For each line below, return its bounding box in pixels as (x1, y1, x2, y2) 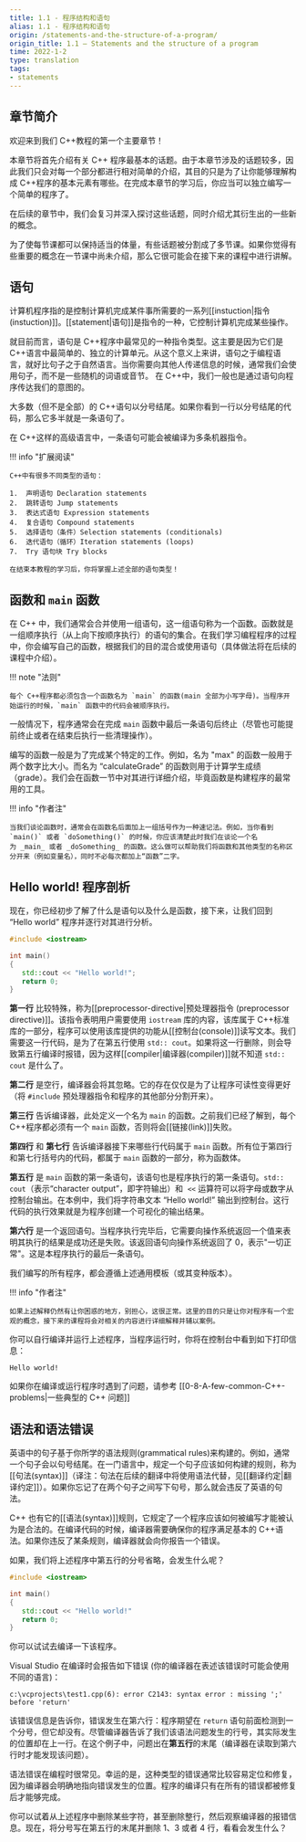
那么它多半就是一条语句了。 (25, 413, 129, 424)
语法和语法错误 (9, 1421, 94, 1437)
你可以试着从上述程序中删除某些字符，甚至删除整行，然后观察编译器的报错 (9, 1811, 289, 1822)
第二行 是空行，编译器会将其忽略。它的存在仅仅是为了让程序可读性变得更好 (9, 1079, 291, 1090)
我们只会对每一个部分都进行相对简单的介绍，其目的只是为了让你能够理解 (16, 165, 289, 176)
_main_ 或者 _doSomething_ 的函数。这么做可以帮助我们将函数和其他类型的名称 (20, 842, 287, 852)
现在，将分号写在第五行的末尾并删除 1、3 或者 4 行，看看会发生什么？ (25, 1823, 288, 1834)
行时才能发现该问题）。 (9, 1750, 94, 1761)
